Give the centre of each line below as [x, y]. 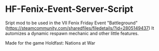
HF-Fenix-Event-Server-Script [69, 9]
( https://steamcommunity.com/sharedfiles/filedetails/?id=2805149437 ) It [80, 28]
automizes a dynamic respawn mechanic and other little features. [72, 33]
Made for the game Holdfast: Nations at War [50, 43]
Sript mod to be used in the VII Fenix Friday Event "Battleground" [72, 23]
